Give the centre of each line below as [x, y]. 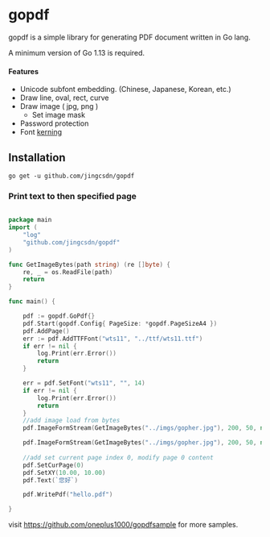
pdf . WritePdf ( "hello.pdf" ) [68, 495]
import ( [23, 227]
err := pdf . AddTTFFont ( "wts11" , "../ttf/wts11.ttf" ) [113, 339]
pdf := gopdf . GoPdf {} [59, 316]
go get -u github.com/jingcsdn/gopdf [72, 176]
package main [30, 220]
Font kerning [41, 132]
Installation [37, 158]
